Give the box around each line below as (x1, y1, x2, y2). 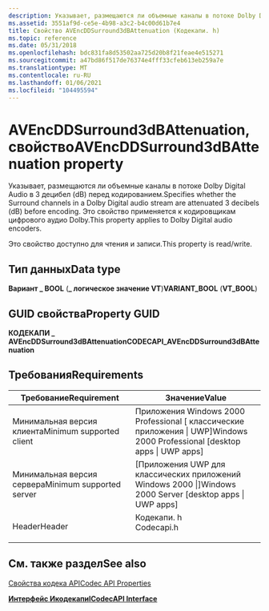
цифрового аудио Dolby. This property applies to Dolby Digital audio (8, 215, 233, 225)
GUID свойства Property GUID (8, 307, 160, 320)
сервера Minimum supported (12, 478, 122, 489)
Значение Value (165, 392, 227, 403)
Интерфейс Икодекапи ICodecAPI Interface (8, 593, 158, 603)
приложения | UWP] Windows (134, 425, 248, 436)
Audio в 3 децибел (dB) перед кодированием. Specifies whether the (8, 190, 236, 199)
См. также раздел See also (8, 557, 147, 571)
